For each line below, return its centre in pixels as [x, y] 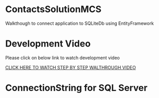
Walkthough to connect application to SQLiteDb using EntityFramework [80, 23]
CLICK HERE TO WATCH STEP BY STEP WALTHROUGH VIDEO [71, 67]
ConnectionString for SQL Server [76, 88]
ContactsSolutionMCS [53, 9]
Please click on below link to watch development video [63, 58]
